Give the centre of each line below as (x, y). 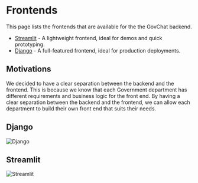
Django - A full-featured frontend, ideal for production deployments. (98, 50)
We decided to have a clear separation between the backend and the (90, 83)
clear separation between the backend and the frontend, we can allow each (98, 102)
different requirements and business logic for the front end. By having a (93, 96)
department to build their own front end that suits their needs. (81, 108)
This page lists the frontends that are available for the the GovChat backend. (99, 27)
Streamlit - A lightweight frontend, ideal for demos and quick (88, 38)
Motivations (29, 69)
